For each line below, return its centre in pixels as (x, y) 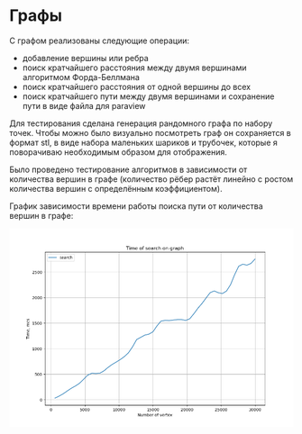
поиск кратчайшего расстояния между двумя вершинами (134, 68)
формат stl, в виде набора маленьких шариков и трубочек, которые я (143, 142)
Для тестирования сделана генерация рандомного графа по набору (141, 123)
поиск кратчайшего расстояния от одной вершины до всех (136, 86)
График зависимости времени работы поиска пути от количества (136, 206)
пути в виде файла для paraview (84, 105)
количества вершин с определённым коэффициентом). (116, 188)
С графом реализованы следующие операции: (100, 41)
